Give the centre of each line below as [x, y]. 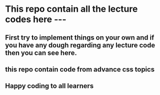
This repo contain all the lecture [72, 9]
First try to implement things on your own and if [80, 37]
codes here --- [36, 19]
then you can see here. [41, 53]
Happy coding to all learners [49, 86]
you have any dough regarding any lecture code [80, 45]
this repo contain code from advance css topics [80, 69]
